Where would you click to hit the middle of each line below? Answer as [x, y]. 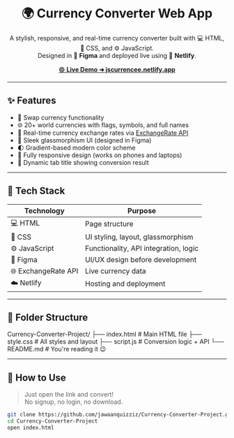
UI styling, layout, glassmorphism [139, 237]
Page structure [109, 224]
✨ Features [32, 101]
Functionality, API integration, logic [142, 248]
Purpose [142, 210]
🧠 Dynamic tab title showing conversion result [83, 162]
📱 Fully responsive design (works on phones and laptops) [100, 155]
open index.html [31, 428]
